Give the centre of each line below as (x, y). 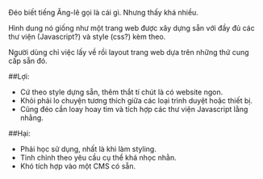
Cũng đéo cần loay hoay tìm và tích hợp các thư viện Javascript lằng (134, 109)
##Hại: (19, 133)
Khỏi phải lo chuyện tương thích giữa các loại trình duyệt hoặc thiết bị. (136, 100)
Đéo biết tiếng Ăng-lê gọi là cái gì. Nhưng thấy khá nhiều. (104, 12)
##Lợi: (19, 76)
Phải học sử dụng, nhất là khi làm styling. (88, 149)
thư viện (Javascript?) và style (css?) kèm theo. (87, 37)
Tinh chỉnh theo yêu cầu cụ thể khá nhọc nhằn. (98, 158)
